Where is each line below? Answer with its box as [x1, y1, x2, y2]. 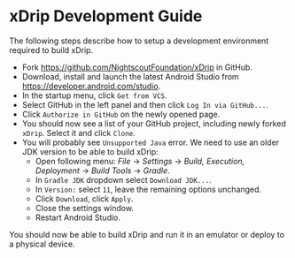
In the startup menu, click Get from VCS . [21, 90, 167, 101]
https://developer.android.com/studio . [21, 80, 161, 91]
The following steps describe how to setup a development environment [9, 35, 269, 46]
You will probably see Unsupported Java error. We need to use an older [21, 137, 280, 148]
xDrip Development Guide [9, 6, 203, 27]
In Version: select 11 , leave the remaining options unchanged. [35, 184, 262, 194]
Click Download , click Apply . [35, 193, 134, 204]
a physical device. [9, 239, 75, 249]
